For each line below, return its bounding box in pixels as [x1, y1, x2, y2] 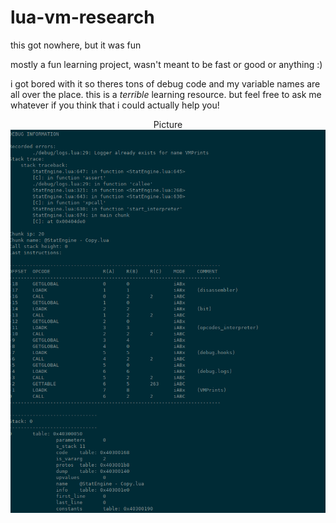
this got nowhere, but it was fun [10, 39, 142, 51]
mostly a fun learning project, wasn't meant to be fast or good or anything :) [10, 58, 323, 70]
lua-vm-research [10, 6, 155, 29]
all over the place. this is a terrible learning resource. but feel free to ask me [10, 88, 322, 100]
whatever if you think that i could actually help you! [10, 99, 220, 111]
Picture [153, 118, 183, 130]
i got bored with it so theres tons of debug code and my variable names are [10, 77, 321, 90]
